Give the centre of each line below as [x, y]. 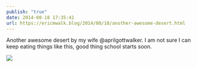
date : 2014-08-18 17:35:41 [40, 18]
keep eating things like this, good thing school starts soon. [79, 46]
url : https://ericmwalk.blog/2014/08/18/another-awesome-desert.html [96, 23]
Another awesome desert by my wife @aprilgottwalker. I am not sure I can [98, 40]
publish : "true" [27, 12]
